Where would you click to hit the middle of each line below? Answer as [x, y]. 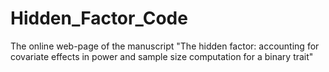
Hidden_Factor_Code [99, 18]
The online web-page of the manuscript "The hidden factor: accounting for [165, 46]
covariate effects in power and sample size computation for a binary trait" [162, 56]
